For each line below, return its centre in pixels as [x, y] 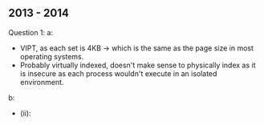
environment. [42, 82]
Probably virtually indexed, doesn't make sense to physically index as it [138, 65]
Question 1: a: [31, 32]
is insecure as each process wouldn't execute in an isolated [118, 73]
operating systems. [52, 56]
